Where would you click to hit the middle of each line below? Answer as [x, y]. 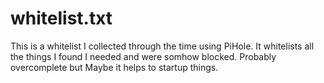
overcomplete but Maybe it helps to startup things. [114, 67]
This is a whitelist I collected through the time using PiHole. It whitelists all [162, 46]
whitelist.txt [61, 18]
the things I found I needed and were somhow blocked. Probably [143, 56]
